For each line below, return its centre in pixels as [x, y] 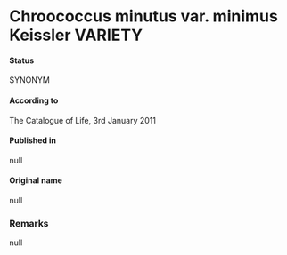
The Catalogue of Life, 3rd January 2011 [82, 120]
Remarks [29, 223]
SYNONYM [30, 80]
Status [22, 60]
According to [34, 100]
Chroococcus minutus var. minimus [143, 16]
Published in [33, 140]
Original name [36, 180]
